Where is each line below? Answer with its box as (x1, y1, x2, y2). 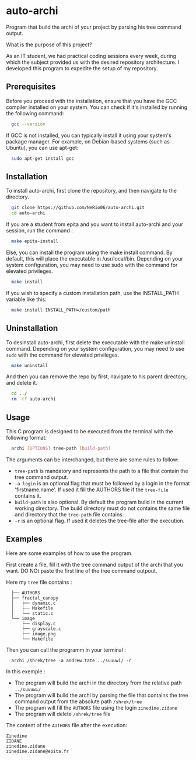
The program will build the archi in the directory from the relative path (14, 679, 182, 686)
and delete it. (6, 379, 38, 386)
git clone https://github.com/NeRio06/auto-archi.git (11, 205, 145, 211)
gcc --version (11, 121, 45, 127)
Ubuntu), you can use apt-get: (6, 144, 79, 151)
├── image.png (21, 631, 57, 636)
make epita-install (11, 238, 59, 244)
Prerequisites (6, 82, 56, 92)
